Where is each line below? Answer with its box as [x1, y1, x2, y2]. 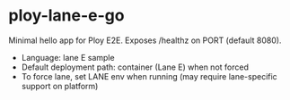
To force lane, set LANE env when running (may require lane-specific [21, 71, 277, 81]
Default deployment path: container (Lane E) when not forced [21, 62, 249, 72]
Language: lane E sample [21, 52, 115, 62]
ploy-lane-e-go [8, 5, 125, 26]
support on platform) [21, 80, 99, 91]
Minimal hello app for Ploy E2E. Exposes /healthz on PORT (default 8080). [8, 35, 282, 46]
